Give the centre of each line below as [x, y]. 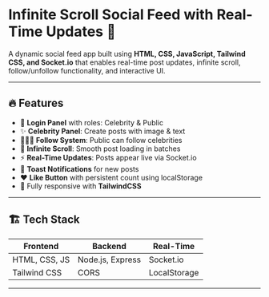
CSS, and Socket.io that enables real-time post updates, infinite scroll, [125, 62]
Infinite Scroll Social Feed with [111, 15]
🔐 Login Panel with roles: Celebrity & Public [92, 122]
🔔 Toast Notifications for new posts [79, 168]
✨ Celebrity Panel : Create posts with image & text [102, 131]
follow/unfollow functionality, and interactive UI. [87, 70]
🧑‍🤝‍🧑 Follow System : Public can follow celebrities [101, 140]
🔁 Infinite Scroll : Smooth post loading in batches [100, 148]
